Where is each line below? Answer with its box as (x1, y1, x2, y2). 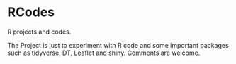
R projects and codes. (7, 27, 72, 36)
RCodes (7, 4, 55, 20)
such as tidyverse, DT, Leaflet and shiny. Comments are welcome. (7, 49, 201, 57)
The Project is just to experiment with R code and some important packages (7, 41, 229, 49)
